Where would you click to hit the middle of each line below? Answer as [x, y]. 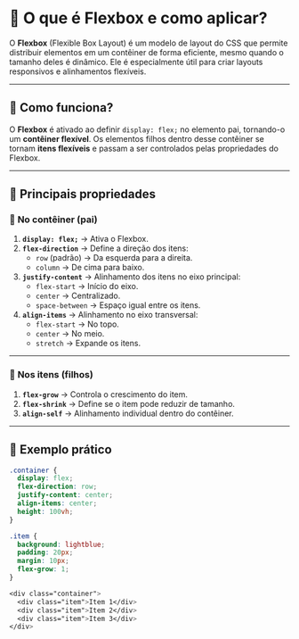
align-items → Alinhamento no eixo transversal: [110, 315]
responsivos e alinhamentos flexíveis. [78, 71]
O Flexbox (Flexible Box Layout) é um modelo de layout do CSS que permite [149, 43]
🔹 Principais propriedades [83, 194]
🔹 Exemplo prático [61, 450]
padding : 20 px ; [45, 552]
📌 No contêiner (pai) [53, 220]
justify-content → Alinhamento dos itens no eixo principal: [131, 277]
